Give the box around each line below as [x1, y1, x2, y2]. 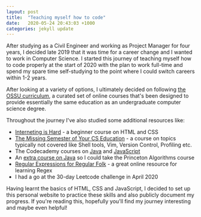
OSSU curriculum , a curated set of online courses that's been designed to [6, 92, 189, 99]
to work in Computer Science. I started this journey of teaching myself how [6, 55, 192, 62]
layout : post [6, 8, 39, 15]
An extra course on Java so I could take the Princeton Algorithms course [14, 154, 195, 162]
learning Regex [14, 167, 53, 174]
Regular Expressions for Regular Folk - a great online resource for [14, 160, 178, 168]
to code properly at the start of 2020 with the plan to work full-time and [6, 61, 183, 69]
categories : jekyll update [6, 25, 74, 32]
